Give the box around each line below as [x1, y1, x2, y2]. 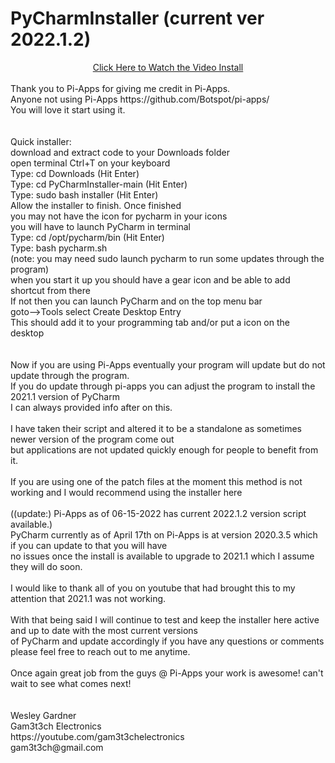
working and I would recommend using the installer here [10, 486, 243, 498]
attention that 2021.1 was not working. [10, 592, 167, 604]
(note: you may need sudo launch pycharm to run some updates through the [10, 252, 325, 264]
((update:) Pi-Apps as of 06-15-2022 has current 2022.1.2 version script [10, 507, 307, 519]
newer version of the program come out [10, 433, 175, 445]
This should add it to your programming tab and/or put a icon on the [10, 316, 290, 328]
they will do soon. [10, 560, 83, 572]
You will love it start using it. [10, 103, 126, 116]
